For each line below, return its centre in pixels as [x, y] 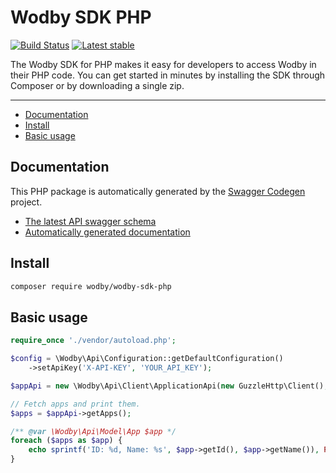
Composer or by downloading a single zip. [97, 85]
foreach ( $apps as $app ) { [66, 441]
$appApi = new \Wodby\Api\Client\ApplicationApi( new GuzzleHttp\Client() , [169, 386]
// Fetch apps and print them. [75, 404]
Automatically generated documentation [107, 232]
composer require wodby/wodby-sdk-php [91, 286]
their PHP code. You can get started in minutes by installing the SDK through [168, 75]
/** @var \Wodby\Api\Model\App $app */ [93, 431]
